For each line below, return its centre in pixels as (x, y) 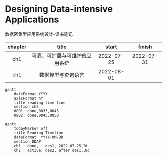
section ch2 (26, 107)
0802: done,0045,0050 (36, 115)
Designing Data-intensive (59, 9)
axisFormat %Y (29, 98)
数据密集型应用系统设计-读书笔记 (39, 34)
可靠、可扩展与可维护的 (59, 55)
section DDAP (28, 141)
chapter (17, 47)
